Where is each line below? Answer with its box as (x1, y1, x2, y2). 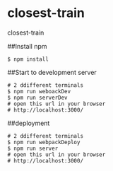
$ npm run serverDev (7, 94, 69, 101)
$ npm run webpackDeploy (7, 138, 81, 146)
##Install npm (7, 42, 47, 50)
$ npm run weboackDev (7, 88, 71, 95)
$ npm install (7, 55, 49, 63)
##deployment (7, 119, 50, 127)
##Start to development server (7, 68, 97, 76)
